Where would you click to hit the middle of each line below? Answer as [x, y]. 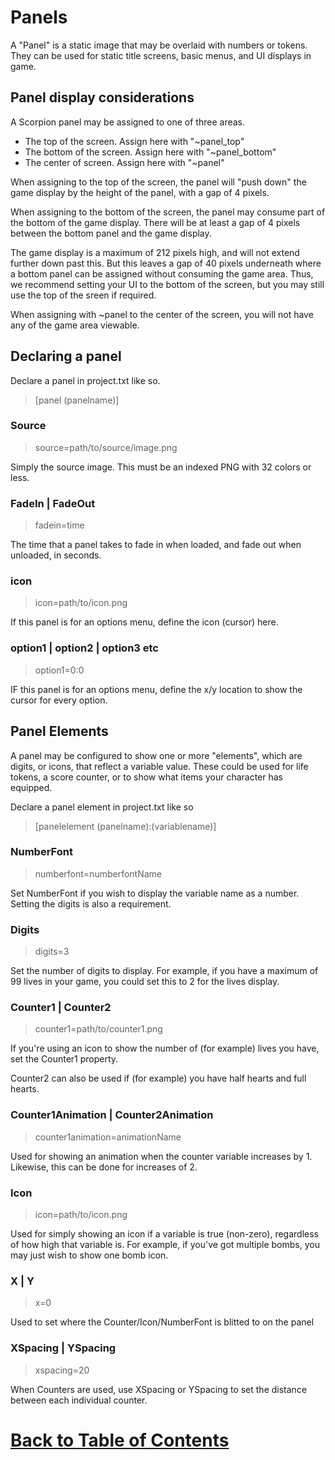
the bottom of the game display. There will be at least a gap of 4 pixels [155, 222]
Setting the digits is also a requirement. [91, 903]
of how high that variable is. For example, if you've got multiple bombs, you [165, 1245]
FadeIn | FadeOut [53, 503]
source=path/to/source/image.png [106, 447]
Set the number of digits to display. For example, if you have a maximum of [164, 971]
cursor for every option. [59, 700]
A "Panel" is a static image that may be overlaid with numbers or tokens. [159, 45]
